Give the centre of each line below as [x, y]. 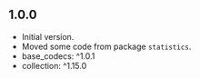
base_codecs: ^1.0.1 [58, 56]
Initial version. [48, 36]
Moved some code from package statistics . [106, 46]
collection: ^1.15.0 [54, 65]
